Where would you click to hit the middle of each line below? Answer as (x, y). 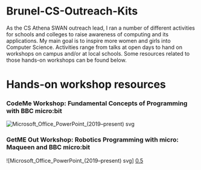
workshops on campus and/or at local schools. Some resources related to (98, 53)
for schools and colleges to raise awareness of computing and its (88, 34)
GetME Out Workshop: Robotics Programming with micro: (93, 140)
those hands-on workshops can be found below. (66, 60)
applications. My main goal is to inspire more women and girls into (88, 41)
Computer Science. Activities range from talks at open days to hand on (94, 47)
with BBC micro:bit (34, 111)
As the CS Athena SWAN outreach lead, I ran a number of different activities (101, 28)
